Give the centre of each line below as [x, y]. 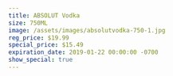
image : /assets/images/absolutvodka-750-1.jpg [87, 30]
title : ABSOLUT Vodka [44, 15]
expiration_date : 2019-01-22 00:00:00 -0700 [83, 52]
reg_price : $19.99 [39, 38]
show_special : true [41, 60]
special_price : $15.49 [46, 45]
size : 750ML [28, 23]
